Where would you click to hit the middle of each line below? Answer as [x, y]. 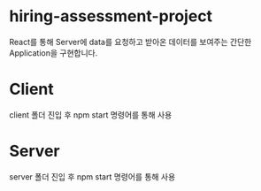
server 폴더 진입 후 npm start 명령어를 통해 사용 [92, 176]
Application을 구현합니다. [54, 53]
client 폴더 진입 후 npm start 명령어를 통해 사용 [91, 115]
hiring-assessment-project [111, 16]
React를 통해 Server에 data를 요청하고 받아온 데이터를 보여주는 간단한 [130, 42]
